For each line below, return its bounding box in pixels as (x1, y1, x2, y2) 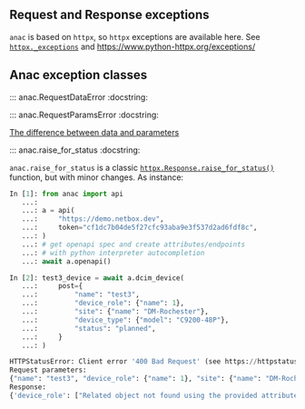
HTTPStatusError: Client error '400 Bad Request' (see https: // (9, 357, 258, 366)
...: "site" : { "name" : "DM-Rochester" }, (21, 307, 209, 316)
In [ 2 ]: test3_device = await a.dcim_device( (9, 273, 184, 283)
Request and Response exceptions (9, 7, 211, 23)
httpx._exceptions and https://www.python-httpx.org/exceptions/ (9, 41, 256, 52)
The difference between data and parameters (9, 126, 180, 137)
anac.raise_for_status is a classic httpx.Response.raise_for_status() (9, 162, 275, 173)
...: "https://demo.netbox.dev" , (21, 214, 165, 224)
